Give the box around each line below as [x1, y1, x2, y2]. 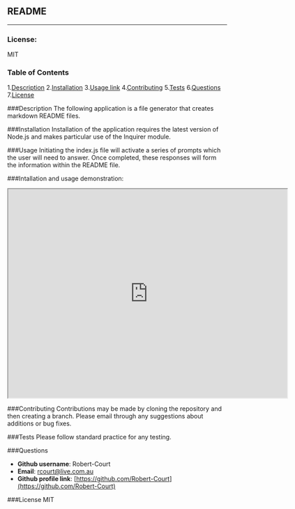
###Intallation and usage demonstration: [7, 174, 124, 183]
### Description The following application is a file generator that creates [7, 104, 214, 113]
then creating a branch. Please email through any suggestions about [7, 412, 204, 421]
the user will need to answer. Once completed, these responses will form [7, 153, 217, 162]
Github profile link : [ [17, 475, 77, 483]
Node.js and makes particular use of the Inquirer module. [7, 132, 171, 141]
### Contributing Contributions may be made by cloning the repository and [7, 405, 222, 413]
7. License [7, 91, 35, 100]
